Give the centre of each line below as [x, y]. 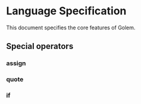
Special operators [40, 46]
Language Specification [66, 11]
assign [16, 63]
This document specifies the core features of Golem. [71, 27]
